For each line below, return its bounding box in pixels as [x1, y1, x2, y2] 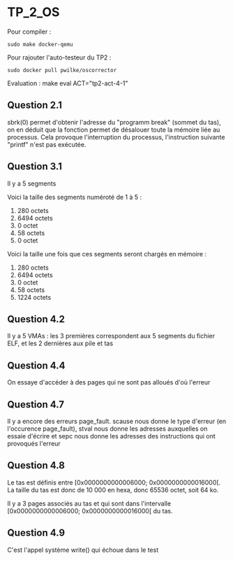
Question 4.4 [7, 359, 66, 371]
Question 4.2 [7, 313, 65, 325]
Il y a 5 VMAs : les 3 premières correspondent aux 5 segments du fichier [7, 332, 216, 340]
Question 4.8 [7, 459, 65, 471]
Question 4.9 [7, 527, 65, 539]
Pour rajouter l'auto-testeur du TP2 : [7, 53, 112, 62]
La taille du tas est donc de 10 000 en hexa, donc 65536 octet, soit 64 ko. [7, 485, 219, 494]
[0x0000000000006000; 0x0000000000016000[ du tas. [7, 506, 173, 515]
